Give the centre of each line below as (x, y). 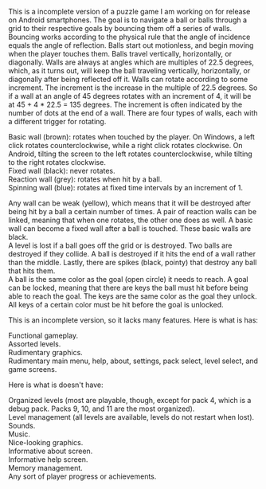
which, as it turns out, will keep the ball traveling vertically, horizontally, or (129, 70)
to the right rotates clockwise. (57, 162)
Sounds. (22, 426)
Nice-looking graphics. (46, 442)
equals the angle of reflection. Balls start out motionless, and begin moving (131, 45)
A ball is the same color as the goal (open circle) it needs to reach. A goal (128, 279)
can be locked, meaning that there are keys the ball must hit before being (128, 288)
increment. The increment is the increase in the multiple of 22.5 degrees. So (133, 88)
